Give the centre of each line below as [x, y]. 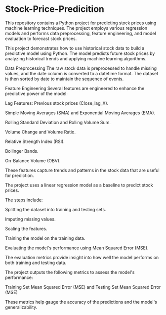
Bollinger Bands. [22, 151]
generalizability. [21, 307]
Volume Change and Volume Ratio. [40, 132]
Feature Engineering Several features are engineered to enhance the [75, 88]
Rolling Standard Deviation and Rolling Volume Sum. [58, 122]
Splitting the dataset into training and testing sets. [56, 209]
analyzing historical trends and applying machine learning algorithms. [76, 58]
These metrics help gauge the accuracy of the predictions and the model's [81, 302]
